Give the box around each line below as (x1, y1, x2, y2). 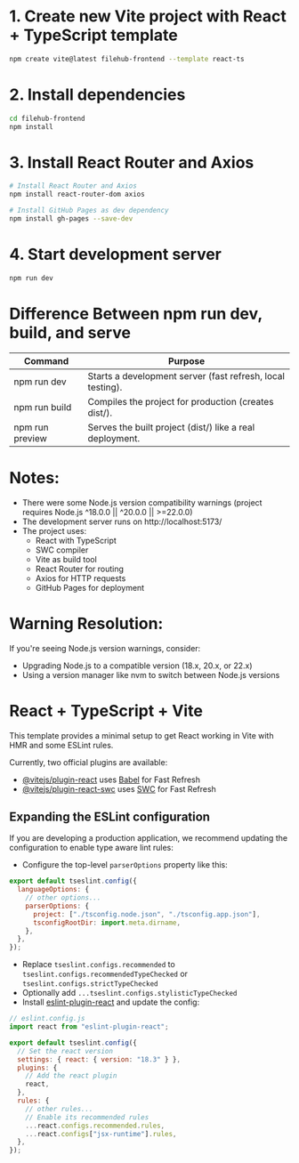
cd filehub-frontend (9, 114, 86, 123)
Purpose (167, 354, 206, 367)
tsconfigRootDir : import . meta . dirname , (32, 918, 181, 927)
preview (13, 432, 47, 444)
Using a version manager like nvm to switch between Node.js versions (21, 669, 280, 680)
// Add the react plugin (25, 1071, 117, 1080)
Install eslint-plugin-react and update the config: (21, 997, 200, 1007)
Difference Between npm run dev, (9, 303, 263, 324)
